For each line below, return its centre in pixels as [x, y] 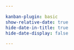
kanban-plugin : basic [32, 16]
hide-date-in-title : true [37, 28]
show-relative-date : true [37, 22]
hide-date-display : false [37, 33]
